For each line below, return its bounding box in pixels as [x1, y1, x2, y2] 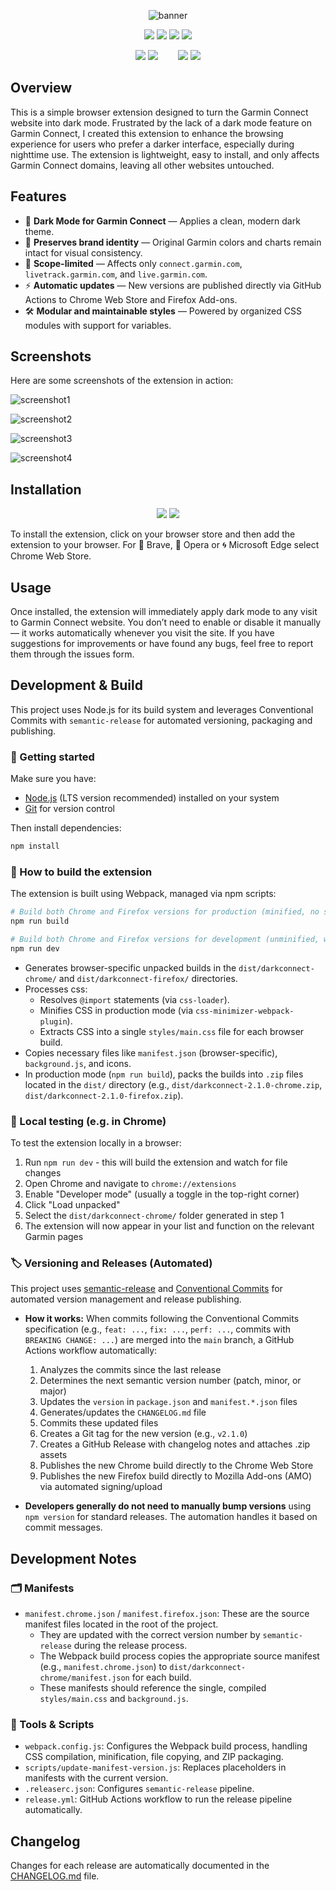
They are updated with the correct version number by [39, 1629, 261, 1641]
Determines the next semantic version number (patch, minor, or [39, 1375, 302, 1387]
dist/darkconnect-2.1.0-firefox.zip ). [24, 1089, 184, 1101]
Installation [10, 481, 82, 498]
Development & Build [10, 677, 143, 694]
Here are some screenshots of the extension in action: [10, 375, 234, 387]
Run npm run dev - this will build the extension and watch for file [24, 1156, 288, 1169]
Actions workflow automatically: [24, 1345, 158, 1357]
